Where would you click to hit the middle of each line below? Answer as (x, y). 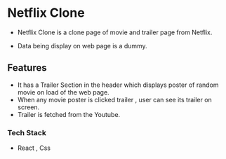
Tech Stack (27, 132)
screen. (28, 107)
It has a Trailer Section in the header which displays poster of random (118, 85)
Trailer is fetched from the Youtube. (69, 114)
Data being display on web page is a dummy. (82, 46)
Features (27, 68)
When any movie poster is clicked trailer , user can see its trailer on (114, 99)
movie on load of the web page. (64, 92)
